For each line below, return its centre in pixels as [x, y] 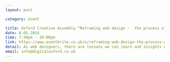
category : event [22, 19]
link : [11, 42]
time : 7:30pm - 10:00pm [30, 38]
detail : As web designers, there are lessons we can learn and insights [83, 47]
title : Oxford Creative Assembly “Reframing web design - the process [82, 28]
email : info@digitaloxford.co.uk [40, 51]
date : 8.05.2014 [22, 33]
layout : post [19, 10]
